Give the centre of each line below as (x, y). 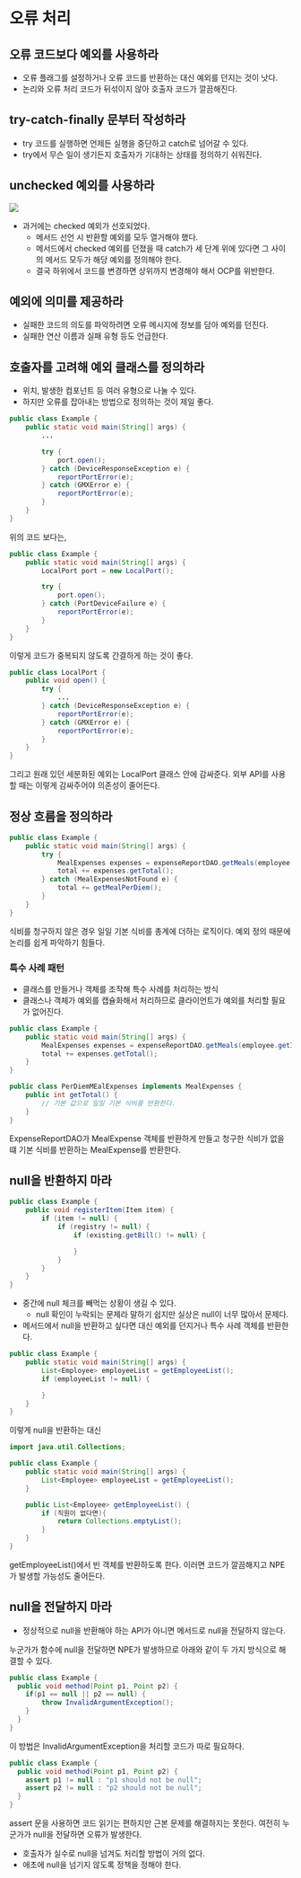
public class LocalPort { (57, 672)
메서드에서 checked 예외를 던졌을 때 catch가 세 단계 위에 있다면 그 (152, 248)
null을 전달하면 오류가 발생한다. (87, 1835)
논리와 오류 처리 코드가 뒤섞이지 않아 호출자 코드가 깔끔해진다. (130, 89)
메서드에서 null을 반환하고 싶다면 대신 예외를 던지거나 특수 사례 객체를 (144, 1325)
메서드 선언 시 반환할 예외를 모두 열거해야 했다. (117, 237)
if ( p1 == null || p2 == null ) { (86, 1695)
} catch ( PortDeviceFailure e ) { (104, 604)
